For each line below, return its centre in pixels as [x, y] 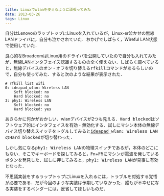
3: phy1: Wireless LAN [28, 101]
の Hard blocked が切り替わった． [40, 137]
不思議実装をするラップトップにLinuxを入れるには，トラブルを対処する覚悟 [81, 176]
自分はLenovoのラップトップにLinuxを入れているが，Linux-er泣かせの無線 [80, 33]
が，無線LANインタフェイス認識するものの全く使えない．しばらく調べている [82, 62]
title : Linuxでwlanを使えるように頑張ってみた [48, 10]
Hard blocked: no [32, 97]
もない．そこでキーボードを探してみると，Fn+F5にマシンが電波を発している [82, 154]
